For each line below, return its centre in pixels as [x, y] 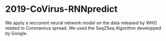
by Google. [16, 33]
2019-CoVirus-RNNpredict [62, 9]
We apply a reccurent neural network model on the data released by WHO [81, 23]
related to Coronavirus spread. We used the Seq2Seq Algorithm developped [83, 28]
